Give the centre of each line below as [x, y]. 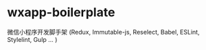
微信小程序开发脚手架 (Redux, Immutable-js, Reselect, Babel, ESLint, [104, 32]
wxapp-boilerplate [61, 12]
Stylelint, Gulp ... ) [32, 39]
